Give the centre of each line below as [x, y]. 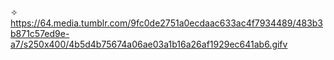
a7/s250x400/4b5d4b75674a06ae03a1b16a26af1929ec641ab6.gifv [149, 44]
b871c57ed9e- [40, 33]
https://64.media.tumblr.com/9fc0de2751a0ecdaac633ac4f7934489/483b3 [167, 23]
